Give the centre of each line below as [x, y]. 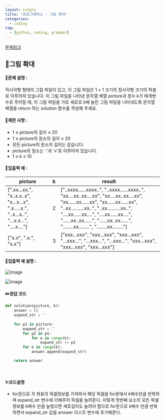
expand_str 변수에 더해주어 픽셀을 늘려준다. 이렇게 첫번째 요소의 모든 [83, 400]
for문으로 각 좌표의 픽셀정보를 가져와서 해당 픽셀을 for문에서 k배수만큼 [79, 394]
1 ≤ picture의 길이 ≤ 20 [35, 132]
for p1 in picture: [34, 324]
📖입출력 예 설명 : [21, 261]
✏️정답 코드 [16, 293]
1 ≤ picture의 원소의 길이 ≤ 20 [41, 138]
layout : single [21, 10]
